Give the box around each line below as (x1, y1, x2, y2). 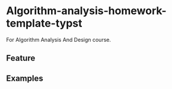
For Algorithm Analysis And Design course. (6, 36, 112, 43)
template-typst (6, 17, 82, 30)
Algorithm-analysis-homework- (6, 4, 167, 18)
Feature (6, 53, 36, 63)
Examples (6, 73, 43, 83)
